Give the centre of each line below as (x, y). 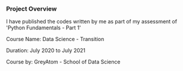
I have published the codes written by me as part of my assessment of (91, 22)
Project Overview (32, 9)
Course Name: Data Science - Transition (55, 39)
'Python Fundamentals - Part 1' (44, 28)
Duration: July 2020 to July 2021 (46, 50)
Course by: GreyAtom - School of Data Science (63, 62)
